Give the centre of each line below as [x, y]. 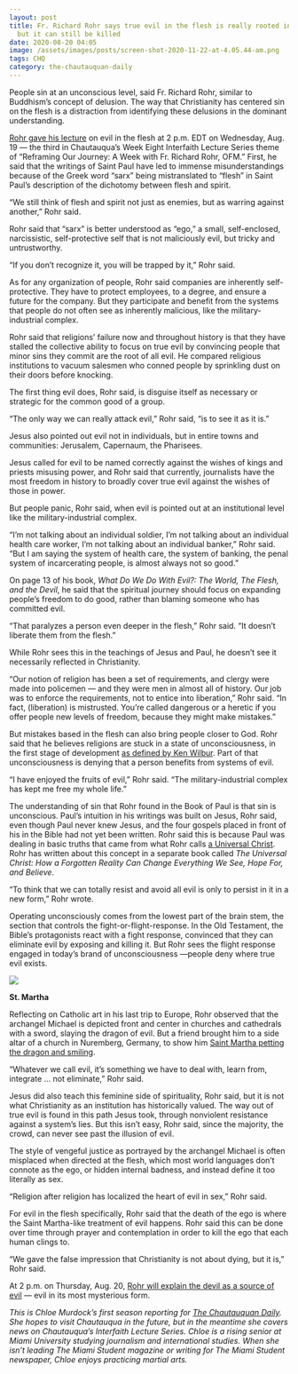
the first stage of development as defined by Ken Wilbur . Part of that [134, 752]
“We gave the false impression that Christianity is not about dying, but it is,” [147, 1259]
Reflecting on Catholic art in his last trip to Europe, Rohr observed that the [144, 1014]
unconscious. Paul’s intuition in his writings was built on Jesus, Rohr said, [143, 815]
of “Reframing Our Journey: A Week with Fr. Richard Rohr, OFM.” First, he [143, 156]
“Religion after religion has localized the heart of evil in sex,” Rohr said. [138, 1196]
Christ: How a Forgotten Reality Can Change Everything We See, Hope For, [146, 862]
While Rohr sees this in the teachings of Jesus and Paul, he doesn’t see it [143, 652]
